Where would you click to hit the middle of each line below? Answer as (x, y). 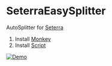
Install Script (30, 45)
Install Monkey (33, 39)
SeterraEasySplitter (56, 11)
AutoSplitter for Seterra (35, 27)
